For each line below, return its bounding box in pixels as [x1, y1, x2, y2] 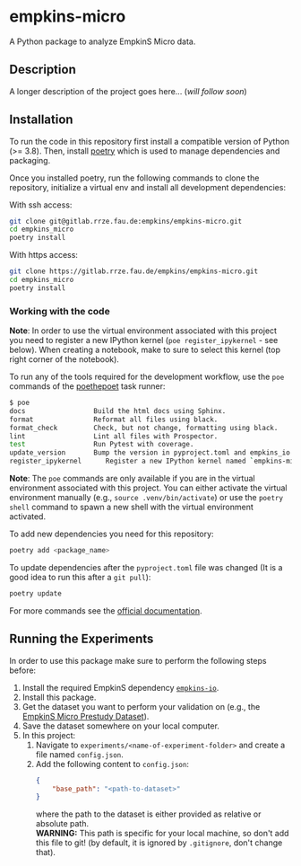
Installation [9, 112, 73, 128]
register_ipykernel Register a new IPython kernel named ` [9, 456, 254, 466]
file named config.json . [35, 748, 124, 760]
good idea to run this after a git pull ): [9, 571, 151, 582]
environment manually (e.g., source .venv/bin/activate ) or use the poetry [9, 492, 284, 503]
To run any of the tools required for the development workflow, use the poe [9, 371, 285, 383]
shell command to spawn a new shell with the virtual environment [9, 501, 254, 513]
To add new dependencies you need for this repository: [9, 528, 214, 540]
